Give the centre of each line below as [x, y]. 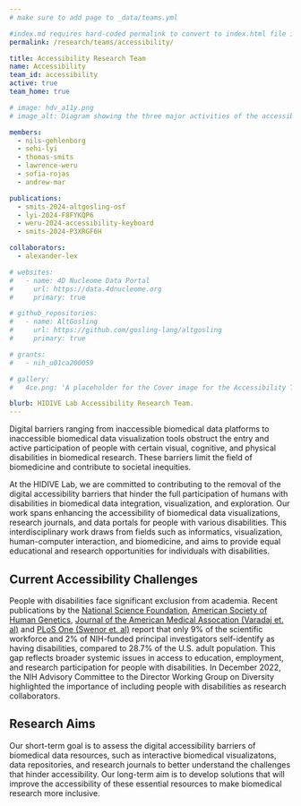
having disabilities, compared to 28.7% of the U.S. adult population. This [142, 648]
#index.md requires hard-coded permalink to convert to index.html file [148, 34]
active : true [34, 83]
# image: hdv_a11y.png [52, 107]
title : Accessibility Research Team [77, 58]
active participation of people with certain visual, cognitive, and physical [143, 448]
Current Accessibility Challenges [104, 579]
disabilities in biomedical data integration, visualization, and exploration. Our [150, 503]
